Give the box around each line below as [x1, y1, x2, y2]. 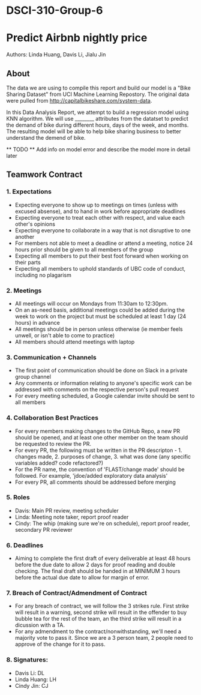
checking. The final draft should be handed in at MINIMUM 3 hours [14, 568, 181, 575]
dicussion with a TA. [14, 622, 65, 629]
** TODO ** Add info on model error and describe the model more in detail [6, 145, 191, 153]
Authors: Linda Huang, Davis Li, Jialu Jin [6, 51, 106, 58]
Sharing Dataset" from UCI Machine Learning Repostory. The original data [6, 91, 190, 98]
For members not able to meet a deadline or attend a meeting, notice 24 [14, 239, 193, 247]
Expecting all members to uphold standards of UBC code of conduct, [14, 265, 186, 272]
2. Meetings [6, 286, 42, 295]
